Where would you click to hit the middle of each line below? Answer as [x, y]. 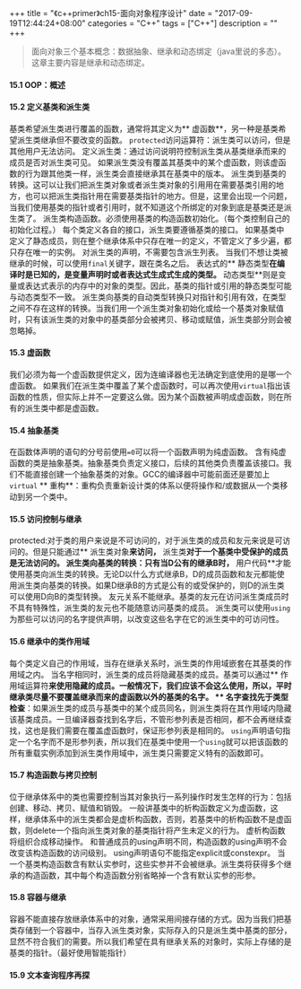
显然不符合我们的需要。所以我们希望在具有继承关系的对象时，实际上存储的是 [150, 941]
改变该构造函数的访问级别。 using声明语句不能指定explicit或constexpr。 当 [147, 853]
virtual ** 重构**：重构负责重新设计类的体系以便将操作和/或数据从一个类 [145, 486]
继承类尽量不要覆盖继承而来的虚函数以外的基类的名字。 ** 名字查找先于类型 [149, 696]
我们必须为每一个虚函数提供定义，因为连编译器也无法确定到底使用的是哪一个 [150, 374]
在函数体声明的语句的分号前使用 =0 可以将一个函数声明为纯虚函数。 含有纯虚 [148, 452]
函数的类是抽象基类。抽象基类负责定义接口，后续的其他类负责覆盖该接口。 [146, 463]
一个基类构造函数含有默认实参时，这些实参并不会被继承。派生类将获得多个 [146, 863]
